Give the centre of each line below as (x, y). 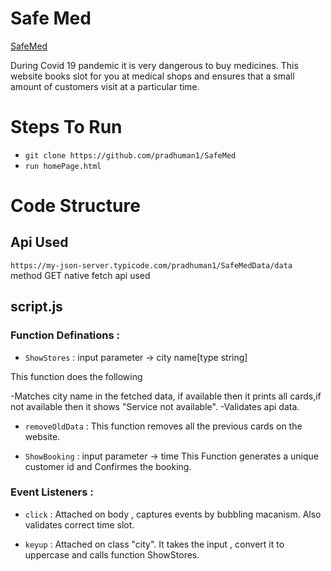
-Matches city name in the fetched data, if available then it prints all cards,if (166, 396)
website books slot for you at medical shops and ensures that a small (152, 76)
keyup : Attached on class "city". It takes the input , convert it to (154, 544)
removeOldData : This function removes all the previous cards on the (163, 426)
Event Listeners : (52, 492)
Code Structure (75, 206)
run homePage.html (63, 166)
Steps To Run (66, 127)
